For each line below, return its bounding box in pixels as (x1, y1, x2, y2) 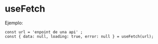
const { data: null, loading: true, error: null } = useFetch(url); (5, 34, 154, 39)
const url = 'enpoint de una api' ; (5, 29, 83, 34)
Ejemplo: (5, 20, 24, 26)
